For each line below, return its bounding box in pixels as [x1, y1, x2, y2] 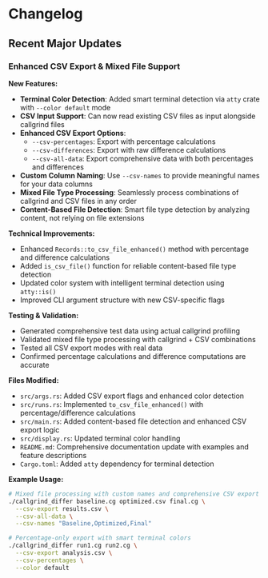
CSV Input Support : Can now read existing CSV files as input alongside [19, 111, 256, 121]
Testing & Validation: [8, 310, 79, 320]
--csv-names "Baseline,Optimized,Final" [15, 520, 152, 528]
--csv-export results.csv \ [15, 504, 110, 512]
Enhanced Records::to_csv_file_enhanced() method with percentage [19, 244, 250, 253]
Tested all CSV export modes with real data [19, 343, 163, 353]
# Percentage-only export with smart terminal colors [8, 534, 192, 542]
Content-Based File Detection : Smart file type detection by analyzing [19, 205, 250, 214]
